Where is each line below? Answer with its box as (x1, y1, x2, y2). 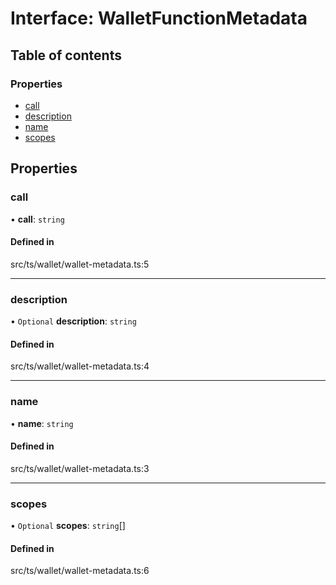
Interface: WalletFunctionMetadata (10, 7, 308, 30)
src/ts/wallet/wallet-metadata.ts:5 (10, 258, 150, 270)
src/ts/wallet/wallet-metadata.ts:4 (10, 360, 150, 372)
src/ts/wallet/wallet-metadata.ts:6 (10, 565, 150, 577)
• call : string (10, 213, 65, 225)
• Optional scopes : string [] (10, 520, 126, 532)
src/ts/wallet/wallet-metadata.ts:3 (10, 462, 150, 474)
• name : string (10, 417, 74, 429)
